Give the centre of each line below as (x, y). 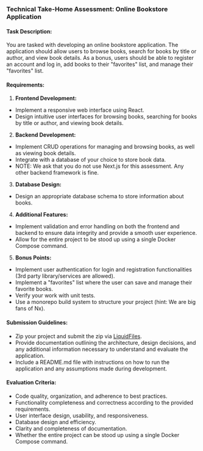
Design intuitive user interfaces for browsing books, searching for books (106, 117)
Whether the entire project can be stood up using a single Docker (97, 435)
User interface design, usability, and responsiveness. (82, 415)
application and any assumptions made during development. (91, 369)
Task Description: (29, 31)
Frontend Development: (46, 98)
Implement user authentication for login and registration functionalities (103, 270)
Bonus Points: (33, 258)
